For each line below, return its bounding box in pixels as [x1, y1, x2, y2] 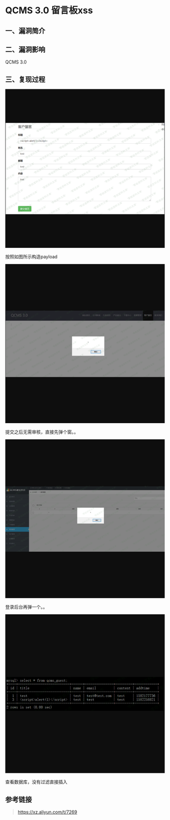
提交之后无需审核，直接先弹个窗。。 [5, 429, 78, 435]
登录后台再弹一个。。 [5, 604, 48, 610]
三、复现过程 [5, 75, 46, 84]
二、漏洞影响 [5, 45, 46, 54]
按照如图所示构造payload [5, 254, 58, 260]
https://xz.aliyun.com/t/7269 [17, 809, 77, 815]
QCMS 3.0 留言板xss [5, 5, 93, 16]
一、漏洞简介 [5, 26, 46, 35]
